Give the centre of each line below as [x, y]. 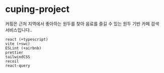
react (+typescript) [27, 39]
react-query [18, 65]
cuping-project [37, 9]
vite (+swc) [18, 43]
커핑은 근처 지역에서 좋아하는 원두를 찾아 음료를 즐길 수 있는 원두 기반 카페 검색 [82, 23]
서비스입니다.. [19, 30]
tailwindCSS [18, 57]
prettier [14, 52]
